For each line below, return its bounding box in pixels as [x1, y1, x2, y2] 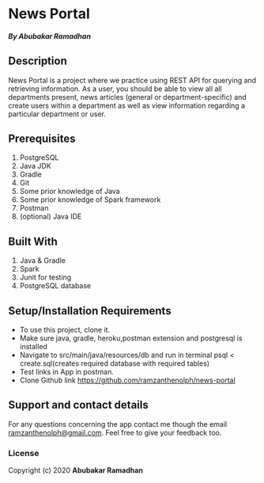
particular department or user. [8, 108, 107, 119]
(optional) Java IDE [19, 211, 82, 222]
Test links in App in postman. [19, 367, 115, 377]
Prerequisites [8, 131, 76, 145]
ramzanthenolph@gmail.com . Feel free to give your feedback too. [8, 428, 222, 437]
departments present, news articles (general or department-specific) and [8, 92, 247, 101]
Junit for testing [19, 272, 72, 282]
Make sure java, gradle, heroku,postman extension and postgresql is [19, 333, 243, 343]
